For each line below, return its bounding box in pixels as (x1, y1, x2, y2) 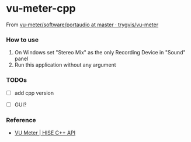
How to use (6, 36, 39, 44)
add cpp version (14, 89, 54, 96)
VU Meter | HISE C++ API (14, 129, 76, 136)
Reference (6, 116, 36, 124)
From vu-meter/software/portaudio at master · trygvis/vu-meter (6, 21, 159, 28)
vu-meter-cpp (6, 2, 76, 15)
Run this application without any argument (14, 61, 116, 68)
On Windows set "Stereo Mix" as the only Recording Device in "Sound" (14, 49, 186, 56)
